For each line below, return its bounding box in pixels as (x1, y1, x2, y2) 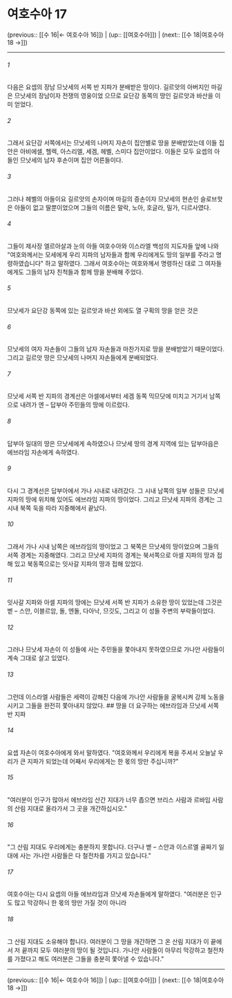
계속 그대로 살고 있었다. (7, 654, 70, 663)
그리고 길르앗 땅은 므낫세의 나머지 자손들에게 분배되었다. (7, 353, 159, 362)
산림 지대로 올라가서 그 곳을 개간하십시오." (14, 804, 128, 813)
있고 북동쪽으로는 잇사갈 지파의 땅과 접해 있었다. (14, 560, 144, 568)
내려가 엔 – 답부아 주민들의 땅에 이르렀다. (19, 400, 130, 409)
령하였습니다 (7, 259, 41, 267)
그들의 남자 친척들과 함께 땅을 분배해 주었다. (25, 268, 144, 276)
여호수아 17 (7, 6, 68, 22)
